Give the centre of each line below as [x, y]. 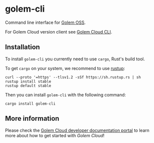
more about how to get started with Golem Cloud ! [55, 135]
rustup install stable [28, 81]
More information [32, 118]
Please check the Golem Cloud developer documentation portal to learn [77, 130]
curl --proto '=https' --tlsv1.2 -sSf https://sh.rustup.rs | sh [73, 77]
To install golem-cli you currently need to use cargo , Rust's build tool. [75, 59]
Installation [22, 47]
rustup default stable [28, 86]
